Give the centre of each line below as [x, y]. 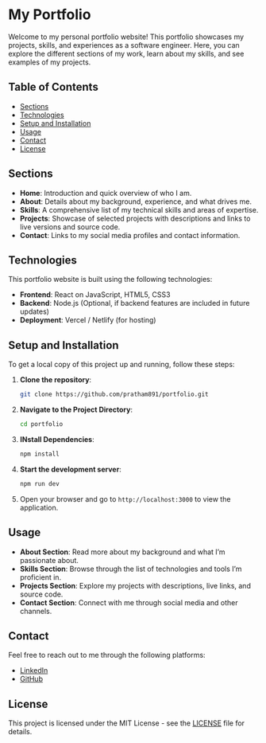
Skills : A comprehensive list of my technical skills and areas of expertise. [139, 209]
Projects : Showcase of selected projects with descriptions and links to [135, 218]
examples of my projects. [50, 62]
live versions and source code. [70, 227]
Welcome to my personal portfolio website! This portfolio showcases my [126, 37]
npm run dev [39, 483]
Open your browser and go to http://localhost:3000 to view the [125, 499]
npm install [39, 454]
